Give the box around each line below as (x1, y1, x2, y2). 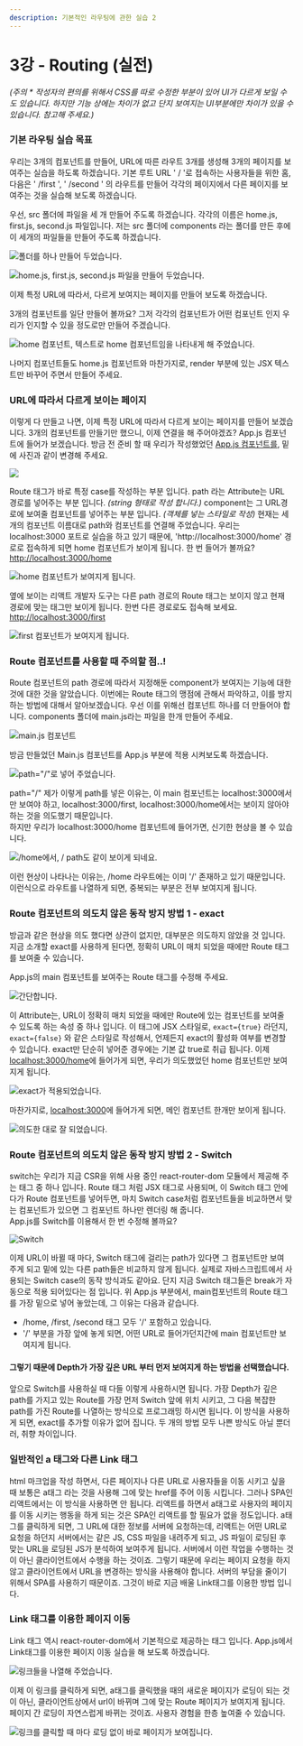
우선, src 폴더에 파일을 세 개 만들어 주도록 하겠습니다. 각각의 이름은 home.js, (9, 208, 278, 219)
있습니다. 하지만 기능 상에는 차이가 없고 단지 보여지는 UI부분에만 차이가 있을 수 (18, 97, 294, 108)
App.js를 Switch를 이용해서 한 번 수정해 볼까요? (9, 1215, 178, 1227)
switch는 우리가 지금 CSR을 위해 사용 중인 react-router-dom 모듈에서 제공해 (9, 1170, 280, 1182)
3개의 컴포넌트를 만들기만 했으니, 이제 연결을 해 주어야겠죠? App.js (28, 428, 263, 439)
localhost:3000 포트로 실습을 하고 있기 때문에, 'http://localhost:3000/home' (9, 531, 282, 542)
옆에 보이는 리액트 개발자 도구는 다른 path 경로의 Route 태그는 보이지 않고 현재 (9, 590, 286, 601)
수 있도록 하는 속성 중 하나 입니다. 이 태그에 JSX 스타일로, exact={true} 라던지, (9, 1021, 289, 1031)
